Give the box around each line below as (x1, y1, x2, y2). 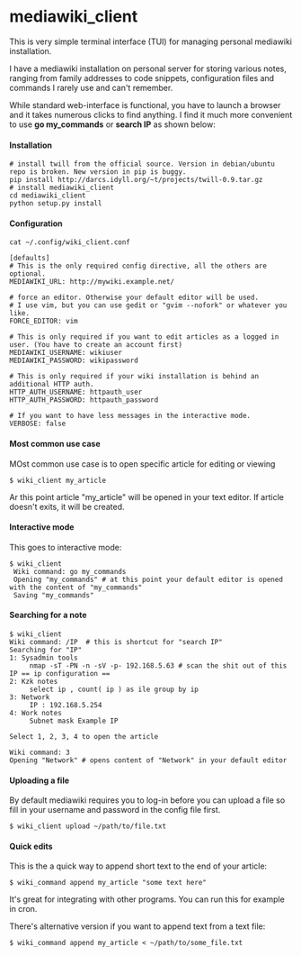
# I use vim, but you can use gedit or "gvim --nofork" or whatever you (9, 301, 288, 310)
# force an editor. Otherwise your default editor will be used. (9, 293, 259, 303)
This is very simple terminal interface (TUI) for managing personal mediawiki (9, 36, 292, 47)
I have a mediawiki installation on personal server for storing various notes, (9, 63, 288, 74)
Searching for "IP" (9, 645, 83, 654)
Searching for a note (9, 610, 87, 621)
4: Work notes (9, 708, 63, 717)
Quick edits (9, 841, 53, 851)
